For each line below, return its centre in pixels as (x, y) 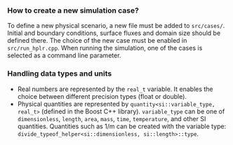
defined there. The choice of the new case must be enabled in (97, 41)
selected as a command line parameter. (64, 55)
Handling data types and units (60, 74)
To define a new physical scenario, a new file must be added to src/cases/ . (116, 26)
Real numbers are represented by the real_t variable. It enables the (115, 89)
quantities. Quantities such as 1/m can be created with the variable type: (122, 126)
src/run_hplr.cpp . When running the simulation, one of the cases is (105, 48)
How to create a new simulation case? (73, 11)
